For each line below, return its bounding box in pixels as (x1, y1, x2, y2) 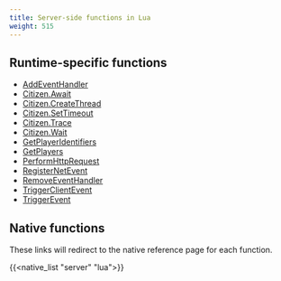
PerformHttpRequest (22, 155, 100, 167)
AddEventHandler (22, 79, 88, 90)
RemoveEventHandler (22, 175, 104, 186)
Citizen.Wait (22, 127, 68, 138)
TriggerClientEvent (22, 184, 93, 195)
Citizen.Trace (22, 117, 72, 128)
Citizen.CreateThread (22, 98, 102, 109)
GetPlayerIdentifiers (22, 136, 97, 147)
